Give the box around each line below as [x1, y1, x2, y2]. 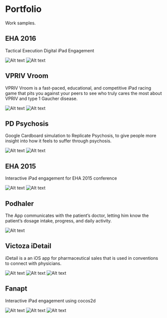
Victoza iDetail [5, 242, 51, 250]
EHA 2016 [5, 34, 36, 43]
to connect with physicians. [5, 260, 62, 266]
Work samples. [5, 20, 36, 26]
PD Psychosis [5, 119, 49, 128]
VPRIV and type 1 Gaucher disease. [5, 96, 78, 102]
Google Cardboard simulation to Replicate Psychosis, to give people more [5, 133, 157, 139]
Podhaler [5, 199, 34, 208]
